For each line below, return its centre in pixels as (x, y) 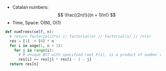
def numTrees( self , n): (30, 32)
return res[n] (24, 64)
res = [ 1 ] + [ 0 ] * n (32, 41)
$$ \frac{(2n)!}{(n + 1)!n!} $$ (87, 15)
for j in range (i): (34, 50)
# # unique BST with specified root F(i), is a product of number (88, 55)
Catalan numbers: (30, 7)
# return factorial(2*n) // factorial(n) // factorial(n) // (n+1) (81, 36)
